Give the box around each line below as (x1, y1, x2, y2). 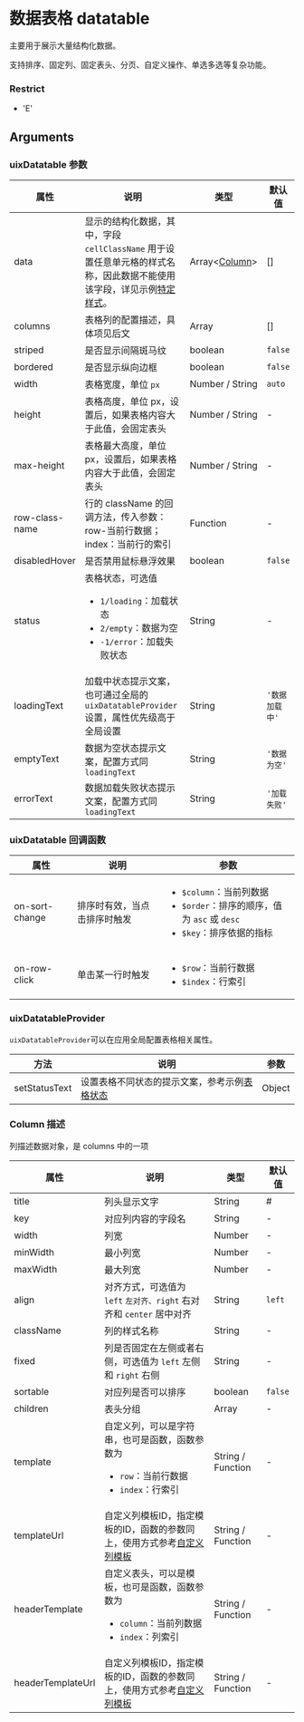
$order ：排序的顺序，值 (181, 899, 282, 912)
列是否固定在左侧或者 (103, 1341, 195, 1354)
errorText (14, 792, 53, 805)
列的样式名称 (103, 1324, 159, 1337)
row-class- (14, 511, 64, 524)
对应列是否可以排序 (103, 1386, 186, 1398)
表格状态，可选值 (84, 572, 158, 585)
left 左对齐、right (103, 1295, 180, 1306)
